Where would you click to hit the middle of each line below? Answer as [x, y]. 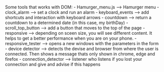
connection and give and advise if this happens [53, 64]
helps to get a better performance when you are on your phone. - [71, 38]
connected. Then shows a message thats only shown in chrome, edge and [80, 54]
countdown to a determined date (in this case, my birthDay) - [67, 23]
